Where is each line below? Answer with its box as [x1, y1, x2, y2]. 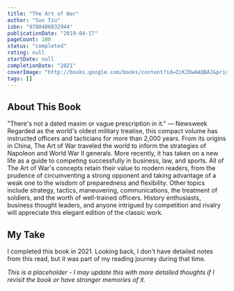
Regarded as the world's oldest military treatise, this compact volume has [7, 127, 218, 135]
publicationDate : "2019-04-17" [7, 29, 98, 37]
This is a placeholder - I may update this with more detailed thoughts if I [7, 268, 214, 276]
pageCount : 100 [7, 36, 52, 43]
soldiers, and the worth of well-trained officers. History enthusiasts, [7, 193, 201, 202]
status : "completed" [7, 43, 68, 50]
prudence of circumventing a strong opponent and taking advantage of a [7, 172, 217, 180]
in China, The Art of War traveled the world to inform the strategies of [7, 142, 207, 150]
